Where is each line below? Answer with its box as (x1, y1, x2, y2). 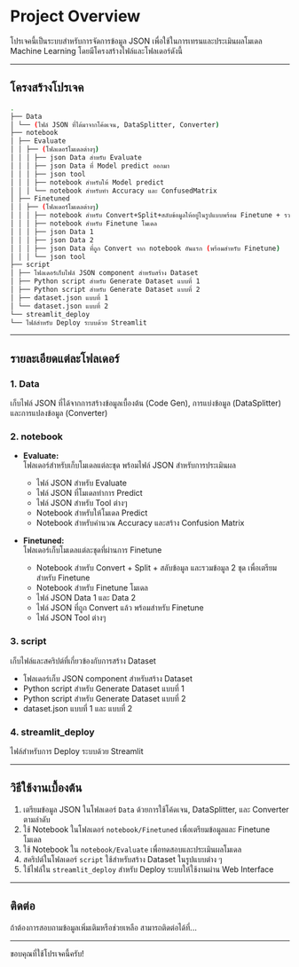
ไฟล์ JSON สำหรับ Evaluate (35, 477, 128, 489)
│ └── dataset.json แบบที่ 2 (10, 302, 109, 311)
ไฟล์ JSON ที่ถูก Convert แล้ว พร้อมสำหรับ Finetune (35, 602, 204, 613)
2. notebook (10, 430, 63, 443)
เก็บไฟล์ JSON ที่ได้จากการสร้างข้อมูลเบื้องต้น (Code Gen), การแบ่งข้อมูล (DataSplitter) (10, 397, 282, 409)
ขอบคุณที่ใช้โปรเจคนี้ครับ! (10, 947, 85, 959)
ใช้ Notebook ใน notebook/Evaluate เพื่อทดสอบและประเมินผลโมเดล (22, 844, 242, 854)
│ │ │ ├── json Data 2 (10, 235, 94, 245)
